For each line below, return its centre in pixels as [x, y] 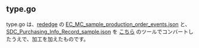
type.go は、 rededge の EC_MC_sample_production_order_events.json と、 [98, 24]
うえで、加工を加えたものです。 [50, 39]
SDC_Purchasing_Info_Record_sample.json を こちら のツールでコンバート [97, 31]
